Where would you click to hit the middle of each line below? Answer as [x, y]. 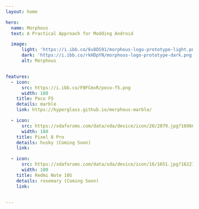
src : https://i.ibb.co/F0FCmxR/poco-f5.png [76, 88]
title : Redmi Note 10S [44, 175]
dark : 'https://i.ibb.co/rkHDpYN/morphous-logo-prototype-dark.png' [108, 55]
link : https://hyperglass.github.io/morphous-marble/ [84, 110]
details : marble [37, 104]
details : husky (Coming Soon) [54, 142]
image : [19, 44]
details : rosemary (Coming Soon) [58, 181]
